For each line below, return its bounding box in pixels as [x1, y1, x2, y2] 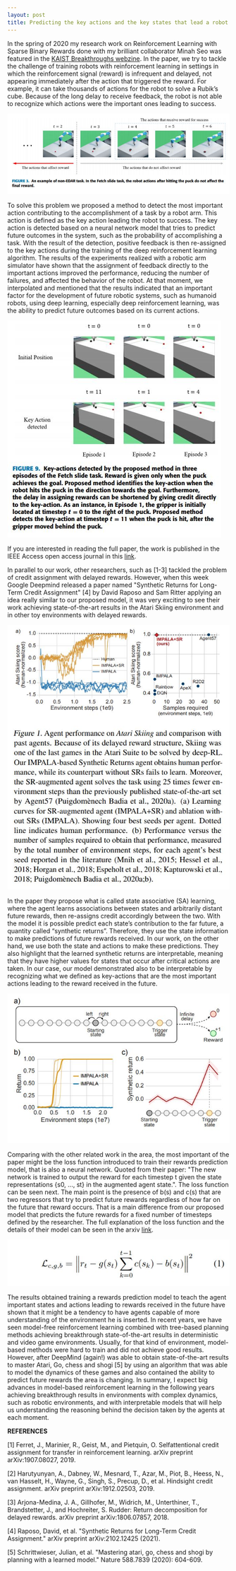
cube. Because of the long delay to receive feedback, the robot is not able [7, 92, 223, 100]
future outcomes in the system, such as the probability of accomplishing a [7, 230, 223, 240]
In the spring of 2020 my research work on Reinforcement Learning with [7, 39, 217, 47]
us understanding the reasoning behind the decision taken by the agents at [7, 1406, 225, 1414]
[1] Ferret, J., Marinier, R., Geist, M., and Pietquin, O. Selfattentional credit [7, 1441, 220, 1449]
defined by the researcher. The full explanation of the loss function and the [7, 1217, 225, 1226]
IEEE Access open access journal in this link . [7, 551, 137, 560]
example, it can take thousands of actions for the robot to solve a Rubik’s [7, 84, 218, 93]
